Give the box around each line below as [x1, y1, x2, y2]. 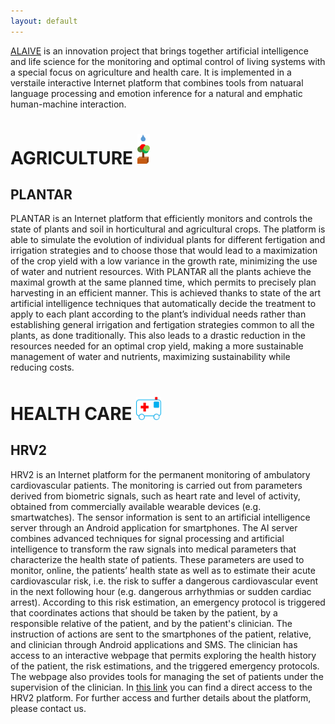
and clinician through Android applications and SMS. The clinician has [10, 638, 298, 650]
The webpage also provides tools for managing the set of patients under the [10, 670, 324, 682]
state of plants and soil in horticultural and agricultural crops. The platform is [10, 223, 326, 235]
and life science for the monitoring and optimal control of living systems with [10, 55, 326, 67]
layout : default [10, 16, 78, 26]
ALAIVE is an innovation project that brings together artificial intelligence [10, 45, 309, 57]
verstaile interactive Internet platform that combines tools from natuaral [10, 76, 304, 89]
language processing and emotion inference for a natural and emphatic [10, 87, 303, 99]
